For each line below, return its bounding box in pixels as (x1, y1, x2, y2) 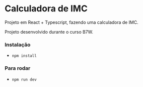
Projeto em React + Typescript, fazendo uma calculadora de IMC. (4, 19, 139, 25)
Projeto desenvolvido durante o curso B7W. (4, 29, 93, 35)
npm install (11, 53, 37, 58)
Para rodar (4, 65, 31, 72)
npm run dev (11, 77, 37, 82)
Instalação (4, 41, 31, 48)
